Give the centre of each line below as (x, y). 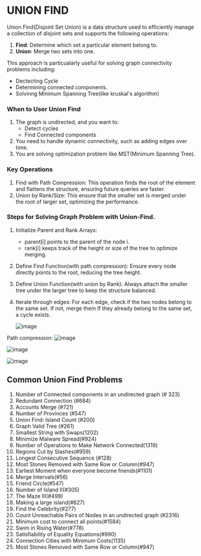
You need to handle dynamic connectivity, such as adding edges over (101, 141)
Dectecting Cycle (37, 81)
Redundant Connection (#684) (53, 400)
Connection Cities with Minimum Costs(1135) (71, 540)
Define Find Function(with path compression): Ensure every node (96, 266)
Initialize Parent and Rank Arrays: (56, 230)
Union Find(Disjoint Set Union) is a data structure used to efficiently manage (100, 27)
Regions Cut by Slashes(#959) (53, 451)
